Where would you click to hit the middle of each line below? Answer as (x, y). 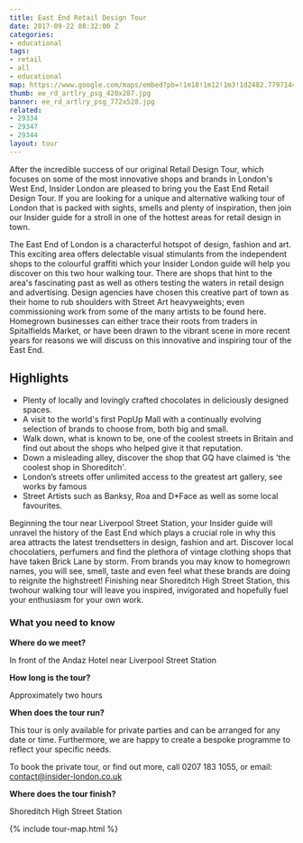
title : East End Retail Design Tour (78, 18)
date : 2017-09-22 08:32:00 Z (64, 26)
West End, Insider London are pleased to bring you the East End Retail (139, 188)
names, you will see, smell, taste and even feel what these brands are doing (150, 570)
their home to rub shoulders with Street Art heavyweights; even (127, 301)
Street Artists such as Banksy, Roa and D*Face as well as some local (150, 496)
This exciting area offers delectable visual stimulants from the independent (148, 254)
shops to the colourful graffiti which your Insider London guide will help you (150, 264)
